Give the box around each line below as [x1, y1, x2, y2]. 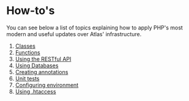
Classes [15, 42, 35, 50]
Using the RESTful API [15, 55, 72, 62]
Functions [15, 48, 41, 56]
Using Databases [15, 62, 59, 69]
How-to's [6, 4, 55, 18]
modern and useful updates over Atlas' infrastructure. [6, 30, 142, 37]
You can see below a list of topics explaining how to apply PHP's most [6, 24, 183, 31]
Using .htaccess [15, 88, 56, 95]
